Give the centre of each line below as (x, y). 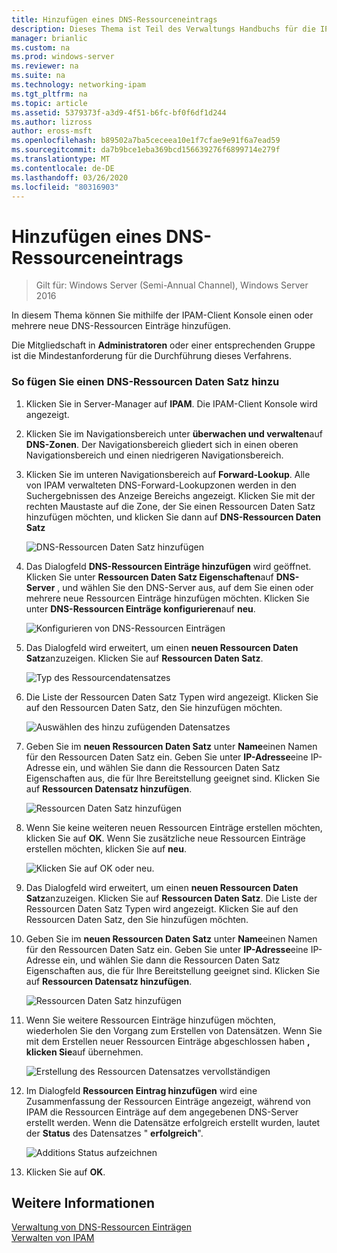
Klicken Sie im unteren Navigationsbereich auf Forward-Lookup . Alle (168, 474)
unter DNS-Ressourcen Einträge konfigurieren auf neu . (140, 608)
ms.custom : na (41, 47)
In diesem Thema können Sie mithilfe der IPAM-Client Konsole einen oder (162, 315)
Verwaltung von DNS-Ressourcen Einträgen (101, 1227)
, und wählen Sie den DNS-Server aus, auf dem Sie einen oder (185, 587)
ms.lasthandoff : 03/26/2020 (70, 177)
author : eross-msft (52, 131)
